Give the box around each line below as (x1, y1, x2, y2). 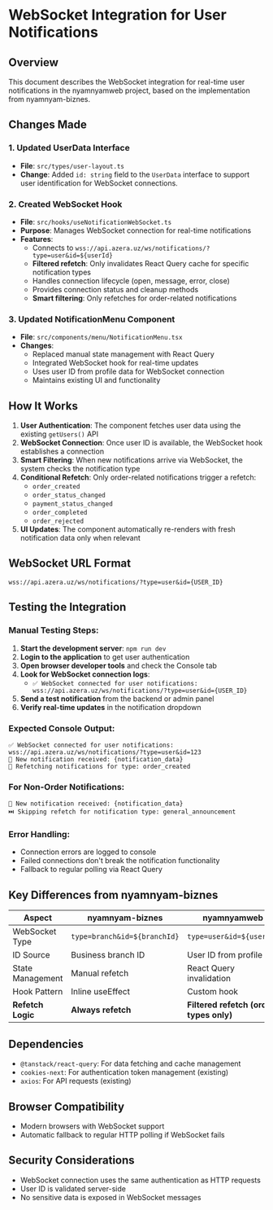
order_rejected (32, 517, 84, 526)
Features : (19, 234, 54, 243)
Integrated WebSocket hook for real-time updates (32, 358, 199, 368)
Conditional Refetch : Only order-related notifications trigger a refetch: (19, 472, 257, 482)
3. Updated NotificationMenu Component (8, 313, 175, 325)
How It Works (8, 399, 79, 413)
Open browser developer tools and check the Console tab (19, 660, 218, 670)
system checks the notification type (19, 464, 141, 474)
